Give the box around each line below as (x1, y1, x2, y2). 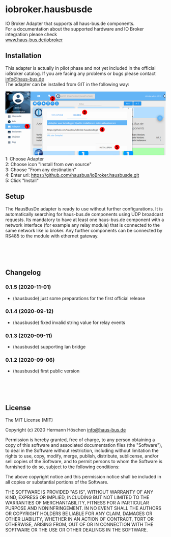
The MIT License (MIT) (5, 417, 53, 423)
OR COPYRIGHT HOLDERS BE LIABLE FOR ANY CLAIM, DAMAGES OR (5, 511, 153, 517)
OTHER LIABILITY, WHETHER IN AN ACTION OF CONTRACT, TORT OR (5, 516, 154, 522)
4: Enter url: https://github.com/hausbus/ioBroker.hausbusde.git (5, 172, 139, 178)
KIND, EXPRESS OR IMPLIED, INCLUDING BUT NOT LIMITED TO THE (5, 494, 150, 500)
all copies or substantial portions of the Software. (5, 479, 108, 485)
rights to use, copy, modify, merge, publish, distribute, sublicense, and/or (5, 453, 159, 459)
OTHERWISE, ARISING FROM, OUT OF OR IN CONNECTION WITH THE (5, 521, 154, 528)
